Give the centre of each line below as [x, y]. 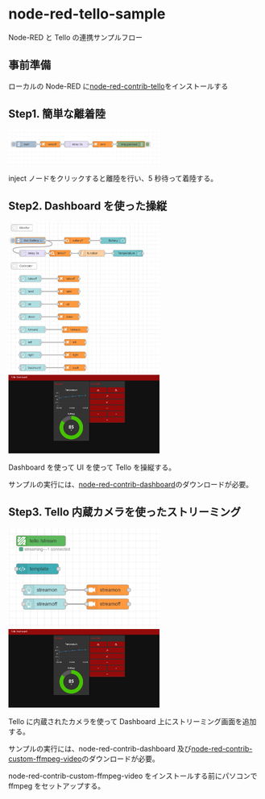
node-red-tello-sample [87, 14]
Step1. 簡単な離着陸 [57, 114]
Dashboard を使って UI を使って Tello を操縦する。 [92, 467]
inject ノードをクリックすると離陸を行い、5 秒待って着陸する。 [113, 179]
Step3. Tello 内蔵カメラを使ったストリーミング [125, 512]
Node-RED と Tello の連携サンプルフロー [76, 37]
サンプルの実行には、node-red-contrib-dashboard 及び [100, 748]
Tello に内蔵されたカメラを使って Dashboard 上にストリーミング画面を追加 [132, 721]
